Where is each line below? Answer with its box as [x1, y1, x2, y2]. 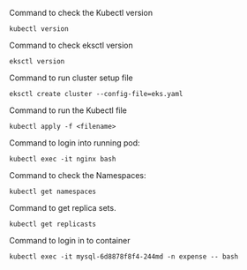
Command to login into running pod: [9, 138, 140, 148]
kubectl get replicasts [9, 220, 97, 229]
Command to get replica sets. [9, 203, 116, 213]
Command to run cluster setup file [9, 72, 134, 83]
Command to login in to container [9, 236, 131, 245]
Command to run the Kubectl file [9, 105, 128, 116]
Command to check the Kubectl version [9, 8, 153, 18]
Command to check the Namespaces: [9, 170, 146, 180]
